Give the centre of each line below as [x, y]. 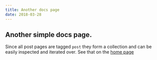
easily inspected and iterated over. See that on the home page [70, 52]
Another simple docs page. [49, 35]
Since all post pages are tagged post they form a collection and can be [78, 47]
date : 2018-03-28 [23, 14]
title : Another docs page [32, 10]
